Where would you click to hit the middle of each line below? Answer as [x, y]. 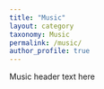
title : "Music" [38, 18]
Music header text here [52, 76]
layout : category [42, 26]
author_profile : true [50, 51]
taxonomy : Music [39, 34]
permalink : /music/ [46, 43]
